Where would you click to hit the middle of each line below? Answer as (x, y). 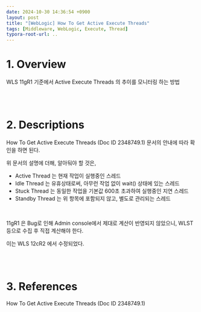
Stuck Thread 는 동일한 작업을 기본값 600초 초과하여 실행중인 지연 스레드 (102, 191)
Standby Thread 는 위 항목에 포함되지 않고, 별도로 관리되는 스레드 (93, 198)
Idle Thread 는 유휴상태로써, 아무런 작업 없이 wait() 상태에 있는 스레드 (97, 183)
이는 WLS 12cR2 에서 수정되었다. (45, 244)
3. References (42, 287)
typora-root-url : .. (32, 35)
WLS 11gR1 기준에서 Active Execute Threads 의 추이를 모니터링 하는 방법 (93, 82)
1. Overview (36, 65)
